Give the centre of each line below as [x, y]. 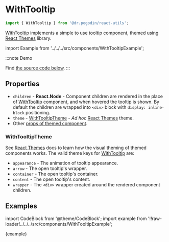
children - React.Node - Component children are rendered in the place [88, 96]
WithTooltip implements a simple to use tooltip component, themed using [82, 33]
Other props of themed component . [50, 123]
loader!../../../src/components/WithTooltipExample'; [59, 224]
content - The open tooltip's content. [51, 179]
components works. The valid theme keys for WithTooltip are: [70, 153]
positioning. [38, 112]
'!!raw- [155, 219]
